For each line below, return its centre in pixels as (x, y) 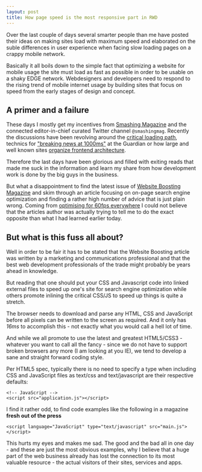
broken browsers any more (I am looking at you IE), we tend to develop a (96, 351)
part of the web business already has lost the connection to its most (90, 456)
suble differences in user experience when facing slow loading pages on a (99, 47)
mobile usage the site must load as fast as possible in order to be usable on (100, 72)
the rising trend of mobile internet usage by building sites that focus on (94, 84)
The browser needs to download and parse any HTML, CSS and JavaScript (99, 313)
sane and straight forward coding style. (55, 357)
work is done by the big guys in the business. (62, 175)
